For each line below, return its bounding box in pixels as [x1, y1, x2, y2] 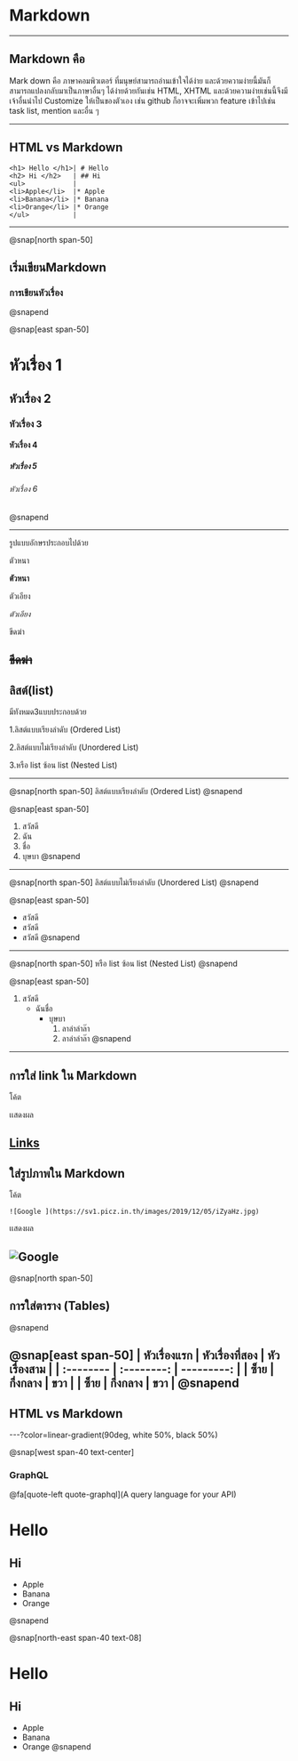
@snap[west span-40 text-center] [9, 1446, 135, 1457]
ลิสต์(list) [9, 682, 54, 698]
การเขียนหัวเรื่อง [9, 286, 64, 299]
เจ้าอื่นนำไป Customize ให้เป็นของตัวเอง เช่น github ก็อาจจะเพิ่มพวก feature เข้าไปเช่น [9, 95, 277, 106]
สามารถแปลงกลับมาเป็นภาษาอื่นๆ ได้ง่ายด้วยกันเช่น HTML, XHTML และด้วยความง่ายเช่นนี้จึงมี [9, 85, 288, 96]
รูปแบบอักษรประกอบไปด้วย [9, 537, 89, 548]
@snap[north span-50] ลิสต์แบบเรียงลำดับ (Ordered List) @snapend [9, 786, 243, 797]
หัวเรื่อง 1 [9, 355, 62, 375]
